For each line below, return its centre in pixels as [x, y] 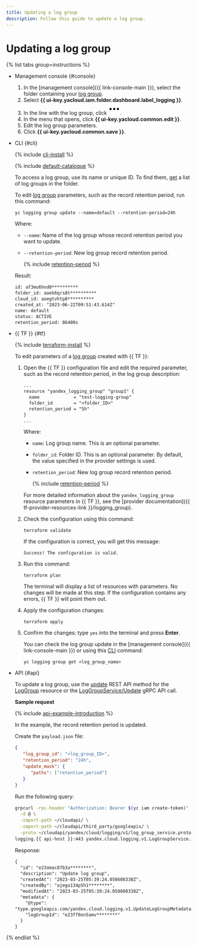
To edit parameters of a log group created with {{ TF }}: [81, 356]
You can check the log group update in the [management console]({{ [107, 644]
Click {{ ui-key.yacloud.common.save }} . [74, 132]
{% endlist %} [23, 937]
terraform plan [42, 575]
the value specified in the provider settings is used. [94, 461]
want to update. [42, 242]
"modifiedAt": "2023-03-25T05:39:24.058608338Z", [82, 891]
